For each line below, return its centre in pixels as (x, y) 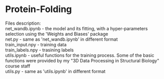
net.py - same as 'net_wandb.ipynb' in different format (62, 39)
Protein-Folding (38, 9)
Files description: (23, 23)
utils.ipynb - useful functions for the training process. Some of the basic (80, 55)
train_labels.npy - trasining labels (39, 50)
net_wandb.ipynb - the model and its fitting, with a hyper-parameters (76, 28)
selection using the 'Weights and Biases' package (57, 34)
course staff (18, 66)
